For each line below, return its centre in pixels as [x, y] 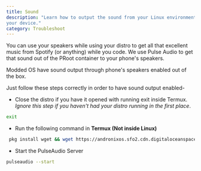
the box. [16, 76]
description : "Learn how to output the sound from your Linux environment [101, 17]
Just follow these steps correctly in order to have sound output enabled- [96, 88]
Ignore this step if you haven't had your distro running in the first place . [103, 106]
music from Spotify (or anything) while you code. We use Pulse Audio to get [100, 52]
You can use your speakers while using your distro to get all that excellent [97, 46]
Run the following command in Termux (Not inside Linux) [86, 128]
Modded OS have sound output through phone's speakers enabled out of [96, 70]
